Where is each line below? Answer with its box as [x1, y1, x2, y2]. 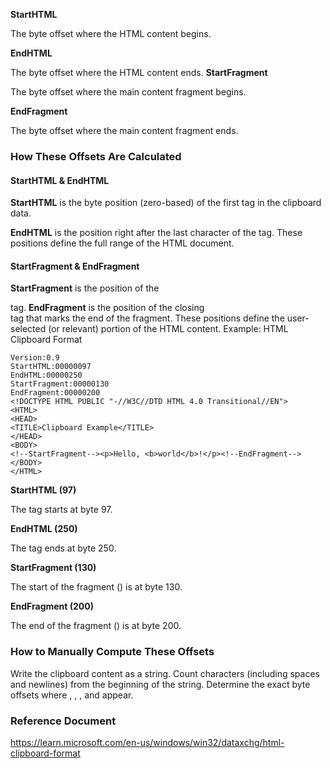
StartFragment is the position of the [10, 282, 160, 294]
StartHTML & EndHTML [10, 174, 110, 186]
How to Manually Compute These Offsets [10, 645, 215, 659]
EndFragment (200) [10, 600, 94, 613]
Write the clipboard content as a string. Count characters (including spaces [10, 667, 320, 679]
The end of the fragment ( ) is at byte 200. [10, 620, 182, 632]
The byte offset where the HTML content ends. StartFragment [10, 67, 268, 78]
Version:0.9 [10, 353, 60, 363]
